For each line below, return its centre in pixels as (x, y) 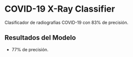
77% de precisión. (30, 49)
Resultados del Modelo (40, 38)
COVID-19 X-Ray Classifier (60, 9)
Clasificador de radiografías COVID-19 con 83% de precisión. (66, 22)
